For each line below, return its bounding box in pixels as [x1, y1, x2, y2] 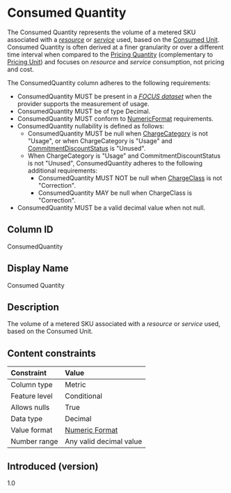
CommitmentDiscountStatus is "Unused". [27, 144, 146, 152]
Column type [10, 380, 54, 390]
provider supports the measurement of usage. [17, 99, 150, 108]
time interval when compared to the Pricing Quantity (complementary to [7, 50, 214, 59]
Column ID [7, 223, 54, 235]
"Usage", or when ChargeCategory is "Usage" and [27, 136, 173, 145]
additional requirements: [27, 166, 98, 175]
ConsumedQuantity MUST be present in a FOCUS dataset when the [17, 92, 212, 101]
